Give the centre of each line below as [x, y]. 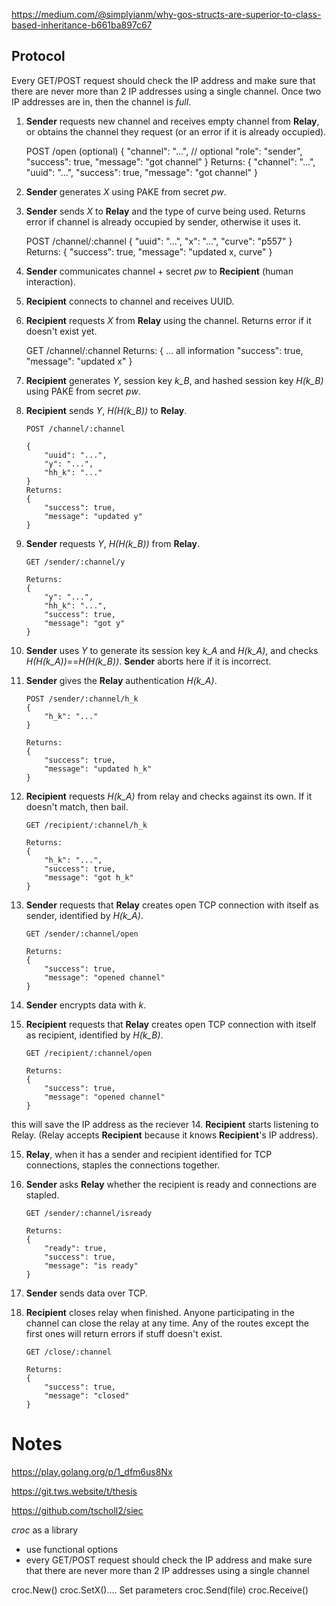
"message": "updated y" [93, 516]
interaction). [50, 281]
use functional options [72, 1549]
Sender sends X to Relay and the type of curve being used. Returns [165, 211]
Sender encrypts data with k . [86, 1005]
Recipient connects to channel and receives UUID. [130, 301]
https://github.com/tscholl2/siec [77, 1510]
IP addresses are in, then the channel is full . [101, 101]
